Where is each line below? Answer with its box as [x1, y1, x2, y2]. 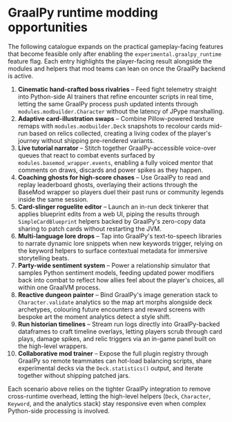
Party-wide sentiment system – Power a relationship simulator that [17, 261, 210, 269]
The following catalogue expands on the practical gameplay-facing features [8, 42, 224, 50]
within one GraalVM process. [17, 283, 101, 291]
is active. [8, 71, 34, 80]
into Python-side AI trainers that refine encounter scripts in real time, [17, 92, 213, 101]
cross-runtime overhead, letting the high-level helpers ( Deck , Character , [8, 392, 211, 400]
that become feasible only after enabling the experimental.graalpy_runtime [8, 50, 222, 58]
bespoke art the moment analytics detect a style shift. [17, 312, 171, 320]
